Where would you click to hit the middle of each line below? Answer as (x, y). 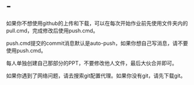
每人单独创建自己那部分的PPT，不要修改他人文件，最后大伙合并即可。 (92, 63)
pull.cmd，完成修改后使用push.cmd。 (52, 30)
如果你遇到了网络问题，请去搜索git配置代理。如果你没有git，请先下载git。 (96, 76)
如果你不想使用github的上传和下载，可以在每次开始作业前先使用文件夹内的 (97, 23)
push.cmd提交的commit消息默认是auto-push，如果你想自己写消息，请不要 (97, 43)
